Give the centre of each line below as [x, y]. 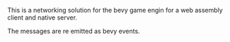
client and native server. [42, 17]
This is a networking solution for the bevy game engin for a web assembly [115, 10]
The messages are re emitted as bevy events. [74, 31]
